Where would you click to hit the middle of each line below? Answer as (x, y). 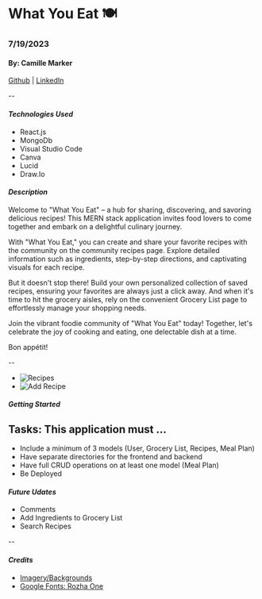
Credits (21, 559)
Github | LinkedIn (36, 81)
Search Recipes (45, 526)
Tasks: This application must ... (87, 429)
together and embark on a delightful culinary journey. (95, 226)
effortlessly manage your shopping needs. (77, 308)
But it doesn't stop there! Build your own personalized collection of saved (128, 282)
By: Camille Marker (40, 63)
